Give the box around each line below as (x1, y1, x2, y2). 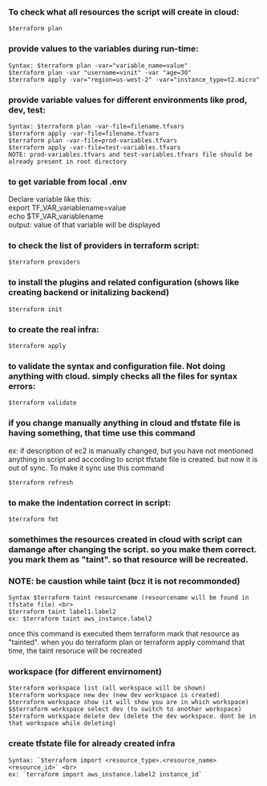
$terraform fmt (8, 515, 59, 523)
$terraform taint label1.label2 (8, 608, 116, 616)
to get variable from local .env (8, 176, 127, 187)
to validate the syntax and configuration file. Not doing (8, 361, 226, 371)
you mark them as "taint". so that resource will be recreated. (8, 554, 249, 565)
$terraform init (8, 305, 63, 313)
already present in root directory (8, 158, 127, 166)
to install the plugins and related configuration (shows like (8, 276, 240, 288)
